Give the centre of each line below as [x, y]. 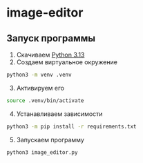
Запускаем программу [50, 140]
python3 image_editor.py [42, 152]
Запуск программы [51, 38]
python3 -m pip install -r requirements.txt [71, 126]
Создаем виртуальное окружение [67, 62]
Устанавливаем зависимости [59, 114]
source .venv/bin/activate [45, 100]
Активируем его [40, 88]
